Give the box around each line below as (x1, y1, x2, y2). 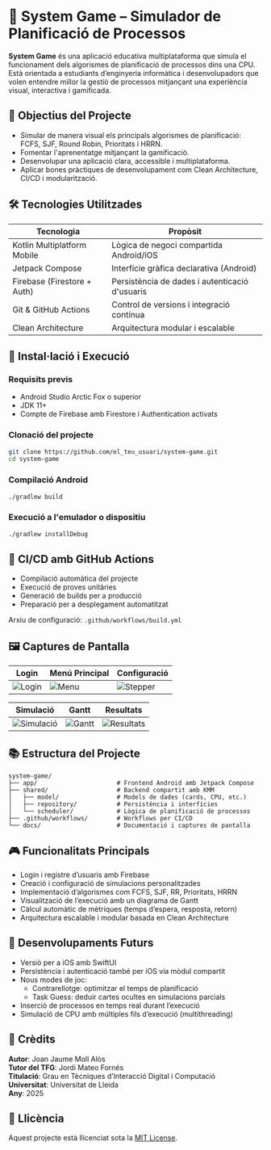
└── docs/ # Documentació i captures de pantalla (8, 821, 251, 830)
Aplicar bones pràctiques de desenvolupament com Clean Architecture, (19, 165, 258, 174)
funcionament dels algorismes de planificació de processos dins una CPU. (8, 60, 256, 69)
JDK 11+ (19, 401, 47, 410)
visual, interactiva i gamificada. (8, 85, 111, 95)
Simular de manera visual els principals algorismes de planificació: (19, 130, 242, 140)
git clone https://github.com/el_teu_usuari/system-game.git (8, 447, 219, 455)
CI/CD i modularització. (19, 173, 98, 183)
